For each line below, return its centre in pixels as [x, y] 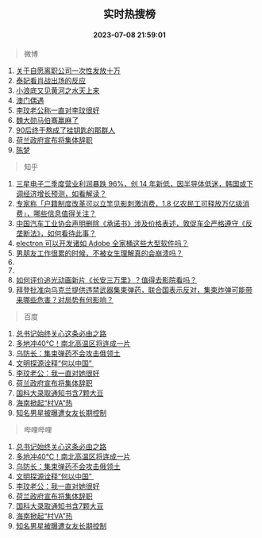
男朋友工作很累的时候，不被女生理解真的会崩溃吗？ [99, 253]
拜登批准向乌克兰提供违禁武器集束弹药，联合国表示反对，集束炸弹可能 [131, 290]
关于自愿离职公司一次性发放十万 [68, 71]
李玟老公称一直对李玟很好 [58, 110]
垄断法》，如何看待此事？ [56, 233]
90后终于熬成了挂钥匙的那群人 [65, 130]
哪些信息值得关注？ [65, 213]
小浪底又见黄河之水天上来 [58, 90]
